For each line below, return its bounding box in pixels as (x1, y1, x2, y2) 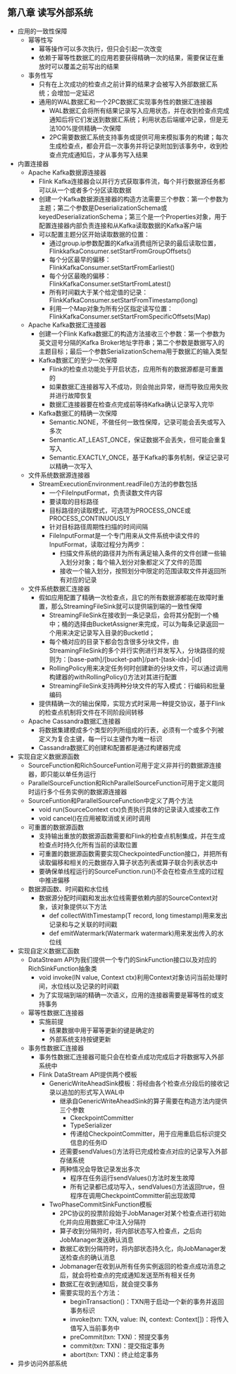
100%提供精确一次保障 (55, 124, 122, 132)
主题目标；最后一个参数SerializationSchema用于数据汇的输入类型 (38, 347, 228, 356)
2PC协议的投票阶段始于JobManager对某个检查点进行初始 (59, 1209, 227, 1217)
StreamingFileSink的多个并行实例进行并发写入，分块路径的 (49, 646, 219, 654)
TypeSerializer (70, 1121, 113, 1129)
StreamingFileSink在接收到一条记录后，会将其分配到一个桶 (49, 611, 219, 619)
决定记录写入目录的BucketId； (68, 628, 156, 637)
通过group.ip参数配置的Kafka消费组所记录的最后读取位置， (49, 239, 221, 247)
